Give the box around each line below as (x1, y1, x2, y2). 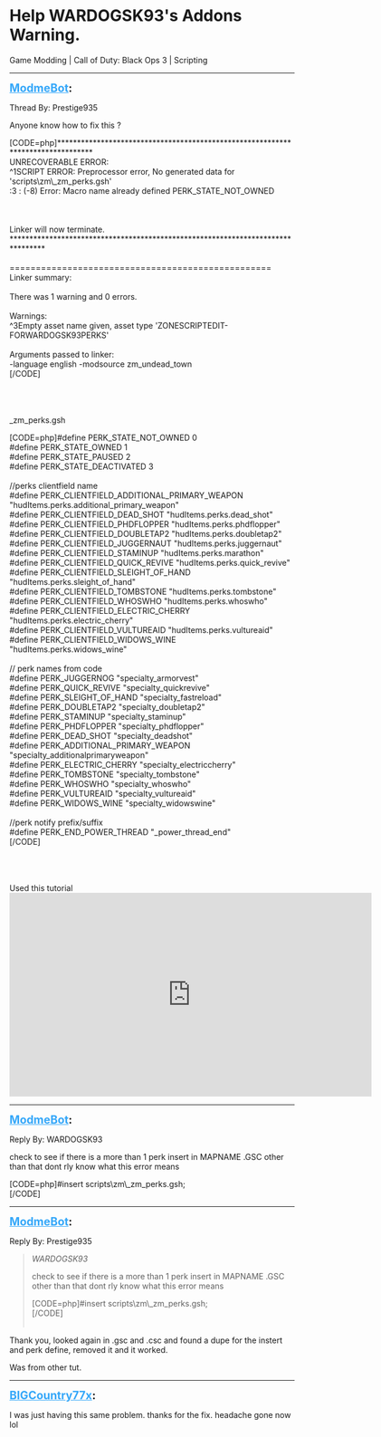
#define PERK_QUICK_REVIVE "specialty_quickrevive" (9, 682, 211, 693)
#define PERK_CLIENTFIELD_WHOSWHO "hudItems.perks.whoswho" (9, 595, 269, 607)
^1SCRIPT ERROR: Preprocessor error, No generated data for (9, 166, 235, 177)
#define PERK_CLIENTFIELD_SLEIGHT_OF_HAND (9, 567, 192, 578)
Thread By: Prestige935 (9, 101, 98, 113)
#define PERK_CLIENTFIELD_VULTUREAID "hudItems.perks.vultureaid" (9, 624, 273, 635)
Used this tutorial (9, 882, 73, 893)
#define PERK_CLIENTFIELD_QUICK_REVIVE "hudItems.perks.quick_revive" (9, 557, 291, 568)
